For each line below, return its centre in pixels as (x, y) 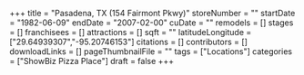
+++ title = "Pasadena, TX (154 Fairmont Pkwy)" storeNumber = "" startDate (152, 13)
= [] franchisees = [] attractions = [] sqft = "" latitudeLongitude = (131, 32)
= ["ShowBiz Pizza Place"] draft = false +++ (92, 61)
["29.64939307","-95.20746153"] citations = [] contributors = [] (128, 42)
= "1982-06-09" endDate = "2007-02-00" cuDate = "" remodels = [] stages (152, 23)
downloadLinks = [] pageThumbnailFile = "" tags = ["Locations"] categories (151, 52)
